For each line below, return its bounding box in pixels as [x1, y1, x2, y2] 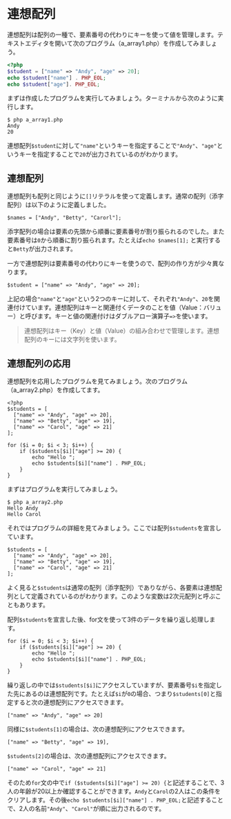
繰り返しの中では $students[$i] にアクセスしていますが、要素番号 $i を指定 [7, 681, 217, 689]
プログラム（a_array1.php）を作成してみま [85, 39, 205, 47]
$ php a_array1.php [7, 117, 63, 124]
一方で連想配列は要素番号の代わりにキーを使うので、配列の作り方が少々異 [7, 260, 219, 268]
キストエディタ [7, 39, 50, 47]
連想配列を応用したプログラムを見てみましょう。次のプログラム [7, 377, 188, 385]
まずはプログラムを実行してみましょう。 [7, 485, 122, 494]
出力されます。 [34, 244, 77, 253]
